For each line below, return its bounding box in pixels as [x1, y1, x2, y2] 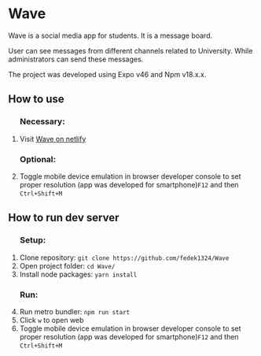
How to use [8, 92, 64, 106]
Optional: [19, 154, 57, 165]
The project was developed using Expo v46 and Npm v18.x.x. [8, 69, 207, 79]
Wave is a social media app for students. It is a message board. [8, 31, 213, 40]
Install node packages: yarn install [19, 269, 138, 279]
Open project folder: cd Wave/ [19, 261, 116, 270]
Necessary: [19, 116, 65, 127]
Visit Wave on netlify [19, 134, 86, 143]
